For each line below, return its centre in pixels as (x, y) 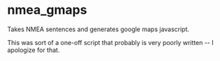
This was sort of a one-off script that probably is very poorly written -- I (111, 42)
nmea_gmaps (47, 10)
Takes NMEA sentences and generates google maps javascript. (98, 29)
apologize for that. (34, 50)
